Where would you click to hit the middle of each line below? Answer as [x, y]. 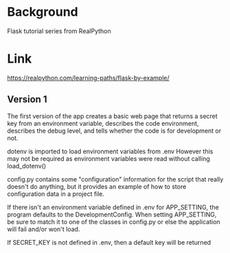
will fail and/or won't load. [44, 229]
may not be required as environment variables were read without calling [109, 158]
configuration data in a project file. [56, 194]
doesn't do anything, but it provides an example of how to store [97, 186]
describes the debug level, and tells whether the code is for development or [114, 131]
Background [43, 12]
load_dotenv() [27, 166]
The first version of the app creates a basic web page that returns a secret [112, 116]
